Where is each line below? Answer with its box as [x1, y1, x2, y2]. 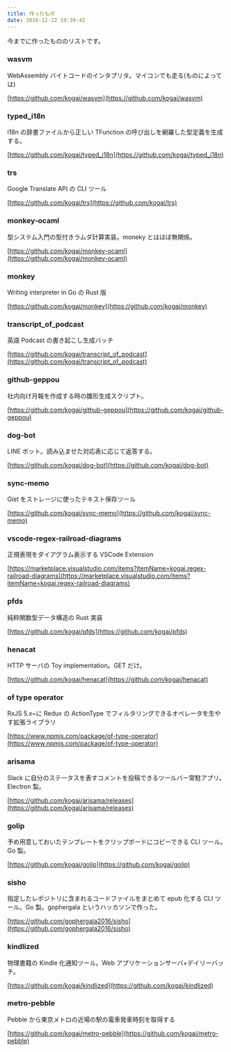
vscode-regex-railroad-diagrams [7, 534, 122, 543]
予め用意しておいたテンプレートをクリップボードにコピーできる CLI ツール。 [7, 837, 227, 846]
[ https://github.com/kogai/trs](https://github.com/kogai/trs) [7, 199, 177, 207]
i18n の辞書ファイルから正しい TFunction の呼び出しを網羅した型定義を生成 [7, 128, 223, 137]
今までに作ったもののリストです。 [7, 36, 104, 45]
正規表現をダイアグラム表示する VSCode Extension [7, 550, 154, 559]
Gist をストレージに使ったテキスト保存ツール [7, 495, 136, 504]
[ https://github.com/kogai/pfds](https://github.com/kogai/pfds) [7, 627, 188, 635]
